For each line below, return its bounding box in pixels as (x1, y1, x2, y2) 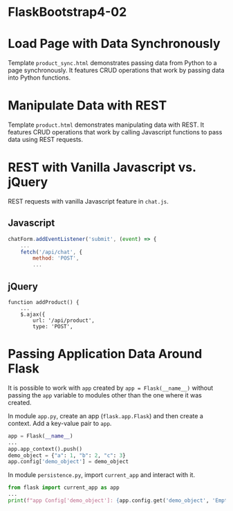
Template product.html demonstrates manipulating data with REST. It (8, 120, 205, 129)
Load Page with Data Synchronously (8, 36, 221, 52)
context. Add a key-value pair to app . (8, 419, 112, 427)
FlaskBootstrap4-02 (8, 4, 127, 20)
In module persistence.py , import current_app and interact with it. (8, 471, 196, 479)
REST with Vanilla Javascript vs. (8, 160, 196, 175)
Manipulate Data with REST (8, 98, 167, 114)
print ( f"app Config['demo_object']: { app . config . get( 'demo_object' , (8, 497, 209, 504)
